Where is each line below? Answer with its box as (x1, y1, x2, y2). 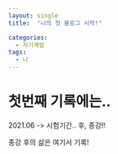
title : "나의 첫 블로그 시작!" (8, 19, 102, 27)
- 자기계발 (15, 41, 45, 49)
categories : (8, 34, 48, 41)
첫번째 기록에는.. (8, 93, 112, 111)
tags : (8, 49, 26, 57)
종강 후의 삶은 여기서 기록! (8, 137, 89, 147)
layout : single (8, 11, 59, 20)
